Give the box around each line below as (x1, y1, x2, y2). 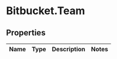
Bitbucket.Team (6, 4, 85, 18)
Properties (6, 28, 46, 38)
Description (52, 45, 85, 53)
